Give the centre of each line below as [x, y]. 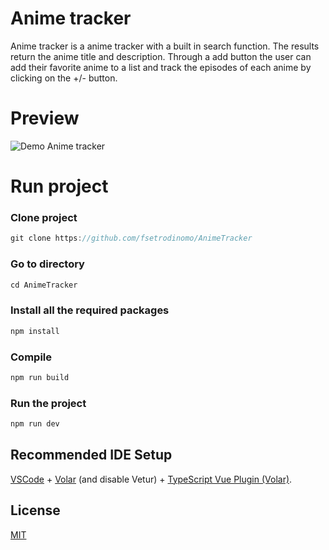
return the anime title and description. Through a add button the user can [161, 56]
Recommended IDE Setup [91, 455]
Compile [31, 357]
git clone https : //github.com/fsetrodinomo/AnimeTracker [131, 238]
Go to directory [47, 264]
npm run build [40, 377]
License [35, 510]
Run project [59, 186]
